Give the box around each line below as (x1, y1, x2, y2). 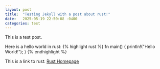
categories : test (5, 21, 41, 26)
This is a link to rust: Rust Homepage (5, 58, 79, 64)
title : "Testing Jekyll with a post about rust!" (5, 12, 111, 17)
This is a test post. (5, 34, 43, 40)
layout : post (5, 7, 32, 12)
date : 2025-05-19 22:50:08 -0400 (5, 16, 78, 21)
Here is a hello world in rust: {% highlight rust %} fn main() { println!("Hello (5, 44, 155, 49)
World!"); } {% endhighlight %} (5, 49, 67, 55)
